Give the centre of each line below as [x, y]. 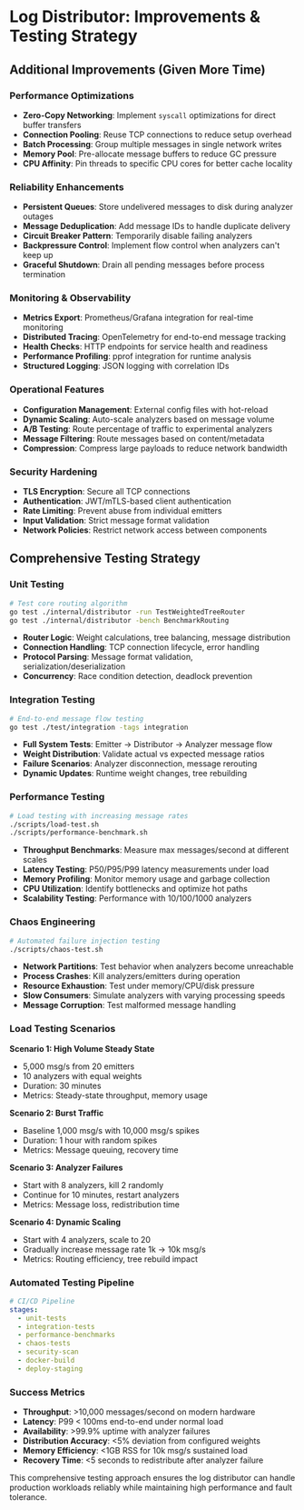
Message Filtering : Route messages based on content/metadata [143, 438]
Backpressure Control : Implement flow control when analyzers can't [151, 245]
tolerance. [28, 1497]
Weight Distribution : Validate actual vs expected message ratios [143, 754]
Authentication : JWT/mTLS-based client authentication [127, 501]
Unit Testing [37, 585]
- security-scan [48, 1352]
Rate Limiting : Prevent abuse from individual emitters [122, 511]
